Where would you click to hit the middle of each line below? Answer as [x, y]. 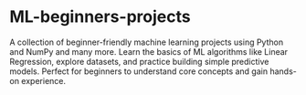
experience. [44, 80]
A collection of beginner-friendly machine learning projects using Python [147, 42]
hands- [283, 71]
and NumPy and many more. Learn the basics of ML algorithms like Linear [149, 51]
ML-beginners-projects [100, 17]
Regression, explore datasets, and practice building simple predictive [139, 61]
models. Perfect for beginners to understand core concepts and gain [138, 71]
